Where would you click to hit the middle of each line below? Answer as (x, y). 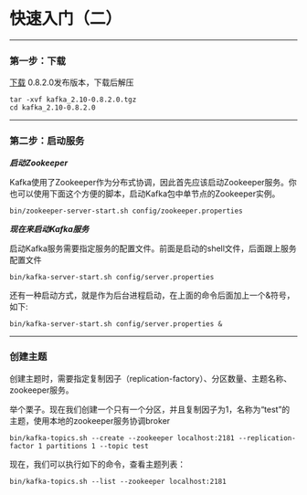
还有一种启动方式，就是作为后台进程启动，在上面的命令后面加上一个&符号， (152, 295)
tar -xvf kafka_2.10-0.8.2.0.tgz (73, 100)
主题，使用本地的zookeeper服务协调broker (90, 420)
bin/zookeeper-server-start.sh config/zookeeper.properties (127, 211)
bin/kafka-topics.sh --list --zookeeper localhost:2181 (118, 481)
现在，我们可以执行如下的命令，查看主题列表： (97, 464)
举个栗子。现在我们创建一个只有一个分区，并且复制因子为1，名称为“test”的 (150, 409)
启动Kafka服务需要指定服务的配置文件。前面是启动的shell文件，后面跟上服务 (153, 248)
